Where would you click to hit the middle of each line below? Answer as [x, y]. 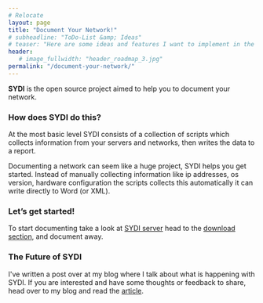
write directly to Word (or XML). [59, 191]
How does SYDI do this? [55, 117]
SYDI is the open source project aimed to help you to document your [119, 88]
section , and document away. [56, 236]
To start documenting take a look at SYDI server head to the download [122, 229]
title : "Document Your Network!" [63, 30]
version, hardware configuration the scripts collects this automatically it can [131, 183]
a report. [22, 151]
